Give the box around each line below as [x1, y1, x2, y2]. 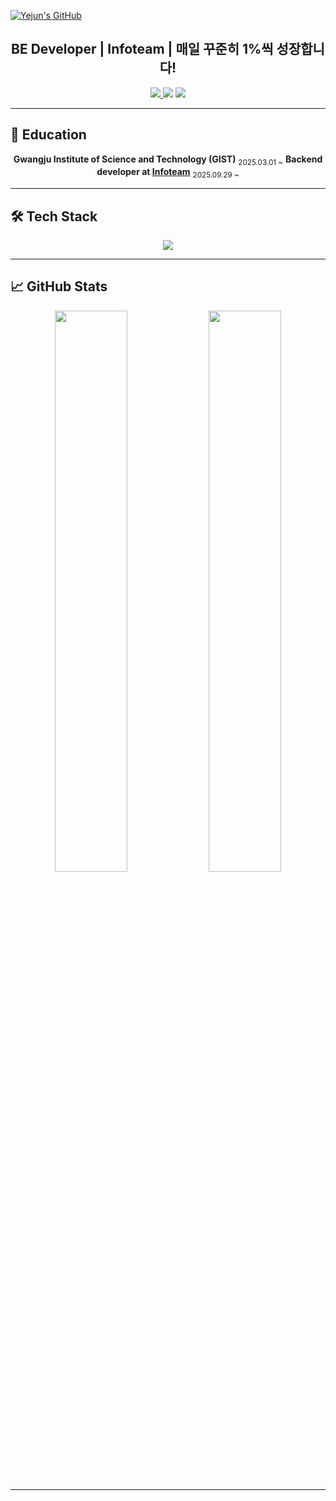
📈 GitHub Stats [10, 278, 108, 295]
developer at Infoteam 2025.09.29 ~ [96, 166, 240, 180]
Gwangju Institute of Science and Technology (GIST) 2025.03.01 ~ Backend [13, 153, 323, 167]
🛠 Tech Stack [10, 208, 98, 225]
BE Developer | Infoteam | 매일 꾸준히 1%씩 [11, 41, 274, 58]
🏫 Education [10, 126, 87, 144]
